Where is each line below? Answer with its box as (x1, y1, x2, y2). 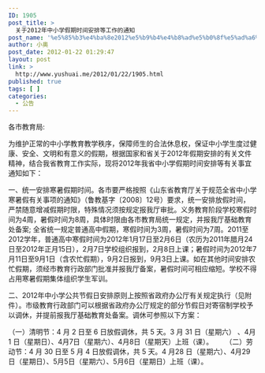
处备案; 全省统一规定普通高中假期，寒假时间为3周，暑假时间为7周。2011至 (8, 225, 249, 234)
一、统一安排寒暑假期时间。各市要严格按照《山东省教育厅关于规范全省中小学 (8, 185, 257, 195)
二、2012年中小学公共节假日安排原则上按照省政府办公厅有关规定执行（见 (8, 291, 245, 300)
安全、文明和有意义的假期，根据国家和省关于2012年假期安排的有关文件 (21, 149, 252, 159)
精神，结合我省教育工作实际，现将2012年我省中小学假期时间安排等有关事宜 (8, 159, 252, 168)
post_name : (8, 33, 44, 42)
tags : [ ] (8, 84, 41, 93)
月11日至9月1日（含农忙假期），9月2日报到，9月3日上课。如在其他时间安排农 (8, 254, 256, 264)
